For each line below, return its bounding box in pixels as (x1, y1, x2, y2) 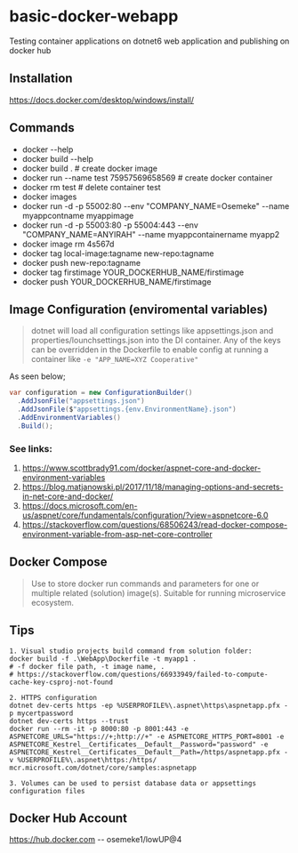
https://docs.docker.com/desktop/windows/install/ (9, 94, 194, 105)
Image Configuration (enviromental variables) (9, 302, 269, 317)
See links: (9, 442, 53, 455)
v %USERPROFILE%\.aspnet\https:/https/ (9, 755, 157, 764)
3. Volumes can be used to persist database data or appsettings (9, 778, 256, 788)
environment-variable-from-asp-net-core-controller (21, 529, 213, 540)
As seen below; (9, 371, 66, 382)
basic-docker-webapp (9, 6, 179, 27)
